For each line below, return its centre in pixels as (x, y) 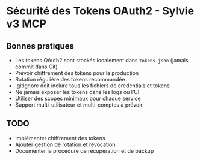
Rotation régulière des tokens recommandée (70, 79)
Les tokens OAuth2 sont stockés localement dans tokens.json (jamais (102, 60)
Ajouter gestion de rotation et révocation (65, 144)
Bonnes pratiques (40, 46)
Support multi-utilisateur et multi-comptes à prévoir (79, 105)
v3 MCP (27, 24)
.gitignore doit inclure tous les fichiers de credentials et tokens (92, 86)
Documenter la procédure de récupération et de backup (84, 150)
